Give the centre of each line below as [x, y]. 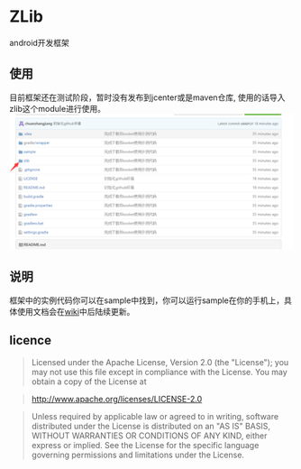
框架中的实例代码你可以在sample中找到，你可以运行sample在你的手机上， [147, 300]
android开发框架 [40, 42]
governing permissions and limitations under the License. [138, 455]
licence [31, 340]
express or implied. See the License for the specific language [145, 445]
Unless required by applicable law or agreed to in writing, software [155, 416]
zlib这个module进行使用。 [58, 108]
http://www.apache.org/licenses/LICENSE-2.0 [117, 399]
